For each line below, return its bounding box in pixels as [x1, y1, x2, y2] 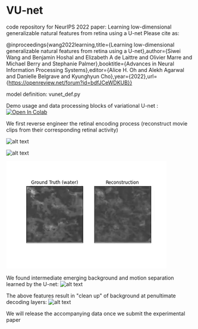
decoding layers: [6, 298, 48, 305]
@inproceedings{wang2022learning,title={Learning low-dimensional [6, 41, 175, 48]
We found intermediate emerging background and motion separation [6, 274, 174, 281]
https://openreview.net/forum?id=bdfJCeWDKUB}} [8, 79, 133, 86]
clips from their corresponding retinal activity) [6, 126, 119, 133]
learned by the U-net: [6, 280, 59, 287]
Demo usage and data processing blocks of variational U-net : [6, 102, 159, 109]
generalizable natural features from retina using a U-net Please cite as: [6, 29, 180, 36]
